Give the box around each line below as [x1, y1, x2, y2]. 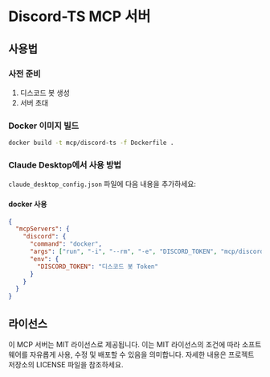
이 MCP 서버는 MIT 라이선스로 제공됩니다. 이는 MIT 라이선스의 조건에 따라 [8, 339, 240, 349]
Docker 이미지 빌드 [8, 120, 80, 131]
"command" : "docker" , [29, 240, 103, 248]
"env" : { [29, 255, 59, 263]
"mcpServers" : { [15, 225, 70, 234]
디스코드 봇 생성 [19, 88, 70, 97]
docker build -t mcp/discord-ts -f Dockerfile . [8, 139, 174, 147]
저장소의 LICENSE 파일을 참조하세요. [8, 359, 124, 369]
